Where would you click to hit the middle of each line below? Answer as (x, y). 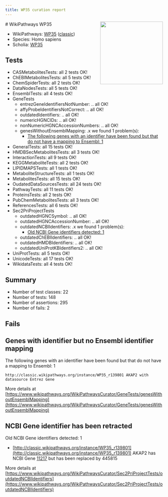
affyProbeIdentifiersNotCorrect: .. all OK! (62, 110)
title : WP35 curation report (35, 10)
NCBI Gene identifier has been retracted (69, 426)
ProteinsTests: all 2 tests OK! (42, 195)
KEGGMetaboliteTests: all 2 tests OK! (50, 163)
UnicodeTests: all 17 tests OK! (43, 259)
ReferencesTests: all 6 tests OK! (45, 206)
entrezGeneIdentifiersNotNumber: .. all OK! (64, 104)
